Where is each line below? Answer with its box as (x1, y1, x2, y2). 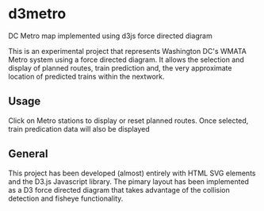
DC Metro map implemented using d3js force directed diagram (8, 31, 212, 40)
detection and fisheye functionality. (8, 194, 124, 203)
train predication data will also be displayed (8, 124, 151, 133)
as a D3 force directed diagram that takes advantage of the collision (8, 185, 230, 194)
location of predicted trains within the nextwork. (8, 71, 165, 81)
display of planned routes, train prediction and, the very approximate (8, 63, 232, 72)
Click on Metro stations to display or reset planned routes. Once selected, (8, 116, 249, 125)
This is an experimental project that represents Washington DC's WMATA (8, 46, 247, 56)
